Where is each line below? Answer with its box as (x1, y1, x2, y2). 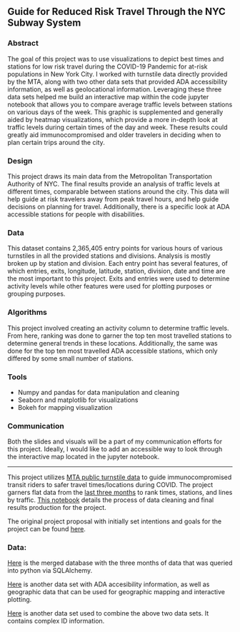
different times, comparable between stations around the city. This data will (7, 187, 230, 196)
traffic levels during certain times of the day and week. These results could (7, 123, 228, 131)
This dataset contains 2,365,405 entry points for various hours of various (7, 244, 223, 253)
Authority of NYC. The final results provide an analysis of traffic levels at (7, 179, 220, 188)
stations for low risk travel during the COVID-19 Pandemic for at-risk (7, 62, 208, 71)
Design (7, 156, 33, 166)
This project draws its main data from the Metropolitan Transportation (7, 171, 213, 181)
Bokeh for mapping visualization (17, 403, 113, 411)
